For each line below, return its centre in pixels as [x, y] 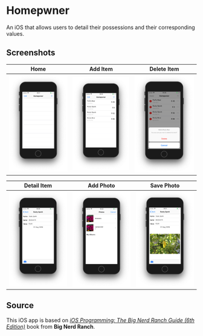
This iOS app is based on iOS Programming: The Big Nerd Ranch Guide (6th [101, 320]
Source [20, 305]
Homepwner [38, 11]
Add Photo [101, 186]
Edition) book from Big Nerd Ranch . [51, 326]
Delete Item [164, 69]
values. [15, 33]
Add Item [101, 69]
